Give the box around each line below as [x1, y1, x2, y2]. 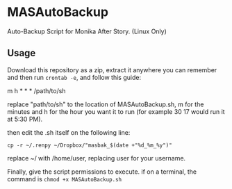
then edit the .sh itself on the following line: [7, 128, 131, 136]
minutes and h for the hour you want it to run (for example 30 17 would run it [7, 107, 225, 115]
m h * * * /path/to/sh [7, 86, 66, 94]
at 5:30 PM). [7, 115, 43, 123]
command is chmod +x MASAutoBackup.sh [7, 174, 122, 183]
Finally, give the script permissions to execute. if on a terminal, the [7, 167, 197, 176]
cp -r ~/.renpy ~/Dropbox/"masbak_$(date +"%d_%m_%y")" [7, 142, 172, 149]
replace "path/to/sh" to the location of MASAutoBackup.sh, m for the [7, 100, 204, 108]
